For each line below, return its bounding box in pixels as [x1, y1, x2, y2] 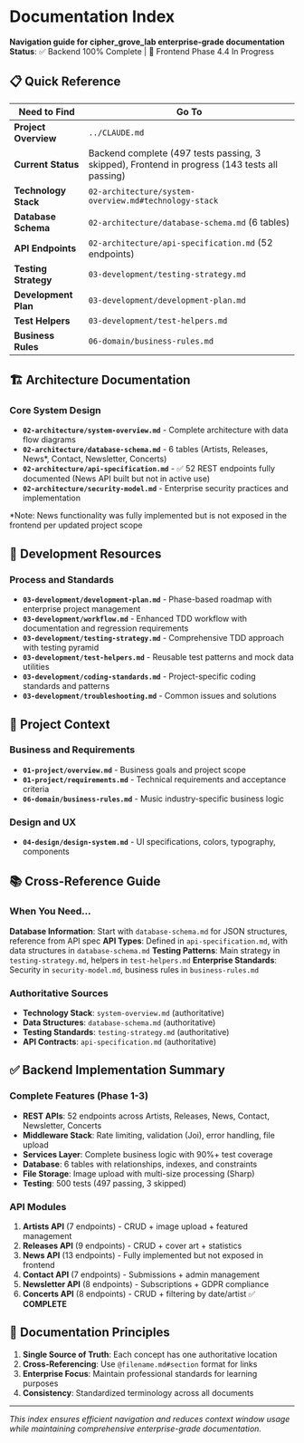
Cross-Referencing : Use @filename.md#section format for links [22, 1358, 258, 1370]
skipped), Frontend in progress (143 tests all [88, 158, 279, 170]
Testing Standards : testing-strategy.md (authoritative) [22, 1027, 230, 1038]
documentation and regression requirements [22, 623, 189, 634]
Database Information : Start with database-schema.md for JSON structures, [9, 925, 288, 936]
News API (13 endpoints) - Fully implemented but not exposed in [22, 1250, 264, 1261]
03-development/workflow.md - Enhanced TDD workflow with [22, 614, 247, 625]
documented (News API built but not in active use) [22, 473, 211, 484]
